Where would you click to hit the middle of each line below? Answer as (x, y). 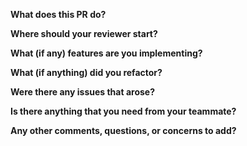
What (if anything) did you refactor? (86, 72)
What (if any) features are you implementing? (106, 53)
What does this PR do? (58, 14)
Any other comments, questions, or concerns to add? (123, 130)
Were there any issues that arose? (82, 92)
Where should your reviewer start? (84, 33)
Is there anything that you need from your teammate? (123, 111)
